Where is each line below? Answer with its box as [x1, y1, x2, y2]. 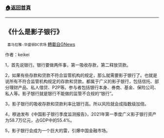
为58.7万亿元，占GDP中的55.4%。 [5, 118, 75, 123]
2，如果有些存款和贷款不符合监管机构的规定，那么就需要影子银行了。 [5, 72, 145, 78]
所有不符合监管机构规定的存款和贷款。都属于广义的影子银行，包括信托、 [9, 79, 155, 85]
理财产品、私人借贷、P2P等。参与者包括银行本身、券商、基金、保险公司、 [9, 85, 159, 90]
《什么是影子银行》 [5, 28, 63, 36]
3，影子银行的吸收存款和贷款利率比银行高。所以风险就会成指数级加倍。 [5, 101, 149, 107]
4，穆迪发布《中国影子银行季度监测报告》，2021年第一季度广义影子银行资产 [5, 111, 157, 117]
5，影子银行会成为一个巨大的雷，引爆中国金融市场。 [5, 128, 111, 134]
